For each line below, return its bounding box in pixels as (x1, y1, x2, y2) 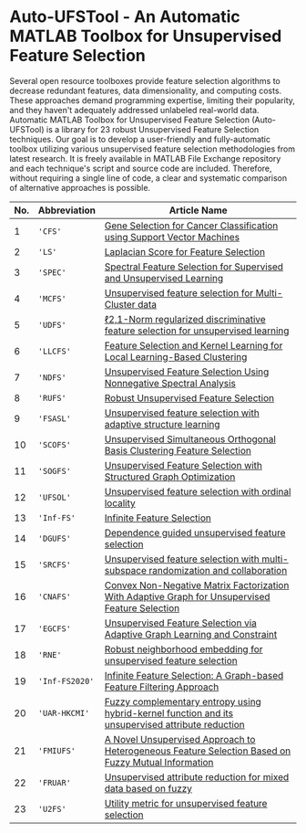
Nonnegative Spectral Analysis (104, 376, 237, 389)
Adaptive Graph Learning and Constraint (104, 627, 278, 640)
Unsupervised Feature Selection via (104, 617, 257, 629)
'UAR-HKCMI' (37, 708, 90, 718)
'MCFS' (37, 293, 66, 303)
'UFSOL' (37, 491, 71, 502)
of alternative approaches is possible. (9, 182, 151, 193)
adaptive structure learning (104, 417, 220, 430)
